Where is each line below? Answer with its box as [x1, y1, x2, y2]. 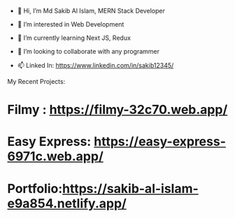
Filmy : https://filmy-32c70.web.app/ [7, 102, 228, 118]
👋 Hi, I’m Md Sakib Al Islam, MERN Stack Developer [17, 7, 166, 15]
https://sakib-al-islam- [62, 180, 199, 196]
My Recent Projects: [7, 78, 66, 85]
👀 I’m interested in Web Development [17, 20, 124, 28]
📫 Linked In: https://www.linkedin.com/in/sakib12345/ [17, 61, 174, 69]
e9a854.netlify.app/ [7, 196, 127, 211]
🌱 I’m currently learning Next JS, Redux [17, 34, 131, 42]
